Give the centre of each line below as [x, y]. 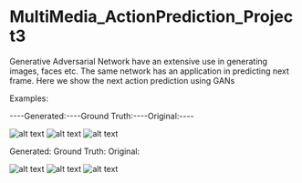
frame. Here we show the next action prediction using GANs [122, 80]
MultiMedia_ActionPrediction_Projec [151, 17]
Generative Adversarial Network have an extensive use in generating [138, 61]
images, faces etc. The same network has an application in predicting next [150, 71]
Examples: [29, 98]
